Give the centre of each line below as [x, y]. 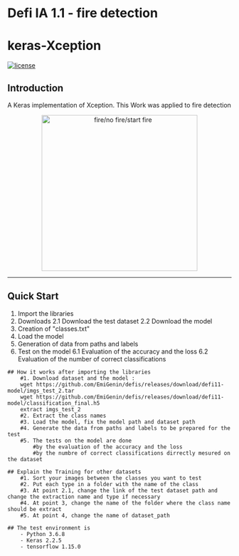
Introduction [36, 88]
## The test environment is [49, 528]
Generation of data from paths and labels [78, 344]
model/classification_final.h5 [54, 403]
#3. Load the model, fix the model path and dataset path [108, 422]
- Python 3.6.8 [43, 534]
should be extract [34, 509]
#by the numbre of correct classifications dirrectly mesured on [132, 453]
